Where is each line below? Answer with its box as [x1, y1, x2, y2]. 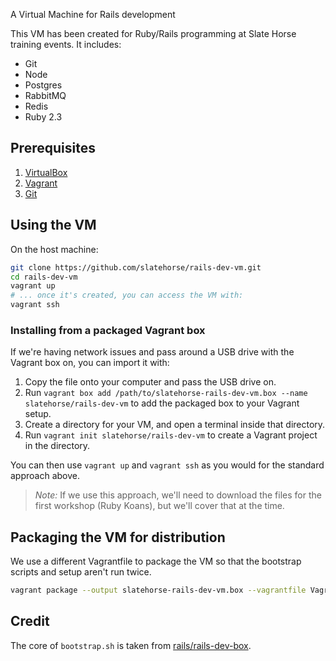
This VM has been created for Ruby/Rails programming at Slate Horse [10, 28, 297, 39]
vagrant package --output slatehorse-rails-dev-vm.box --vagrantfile [10, 585, 307, 596]
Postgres [24, 79, 63, 91]
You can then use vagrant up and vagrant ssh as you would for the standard [10, 459, 325, 471]
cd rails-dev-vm [10, 272, 78, 282]
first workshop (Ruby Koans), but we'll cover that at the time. [34, 500, 285, 512]
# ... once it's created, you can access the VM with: [10, 290, 244, 301]
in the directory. [24, 440, 91, 452]
